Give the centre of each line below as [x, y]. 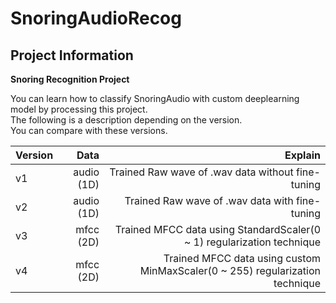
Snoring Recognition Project [70, 79]
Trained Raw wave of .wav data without [201, 172]
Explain [302, 155]
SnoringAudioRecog [96, 18]
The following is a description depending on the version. [126, 120]
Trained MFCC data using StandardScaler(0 [217, 229]
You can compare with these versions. [89, 130]
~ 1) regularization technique [252, 242]
